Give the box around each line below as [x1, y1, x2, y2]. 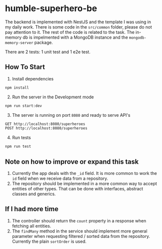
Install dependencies [12, 76, 54, 81]
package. [34, 39, 53, 45]
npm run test [5, 144, 31, 149]
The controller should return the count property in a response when [12, 218, 147, 223]
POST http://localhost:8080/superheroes [5, 126, 88, 131]
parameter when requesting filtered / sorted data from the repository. [12, 233, 150, 239]
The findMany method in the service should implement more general [12, 228, 147, 234]
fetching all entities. [12, 223, 52, 229]
